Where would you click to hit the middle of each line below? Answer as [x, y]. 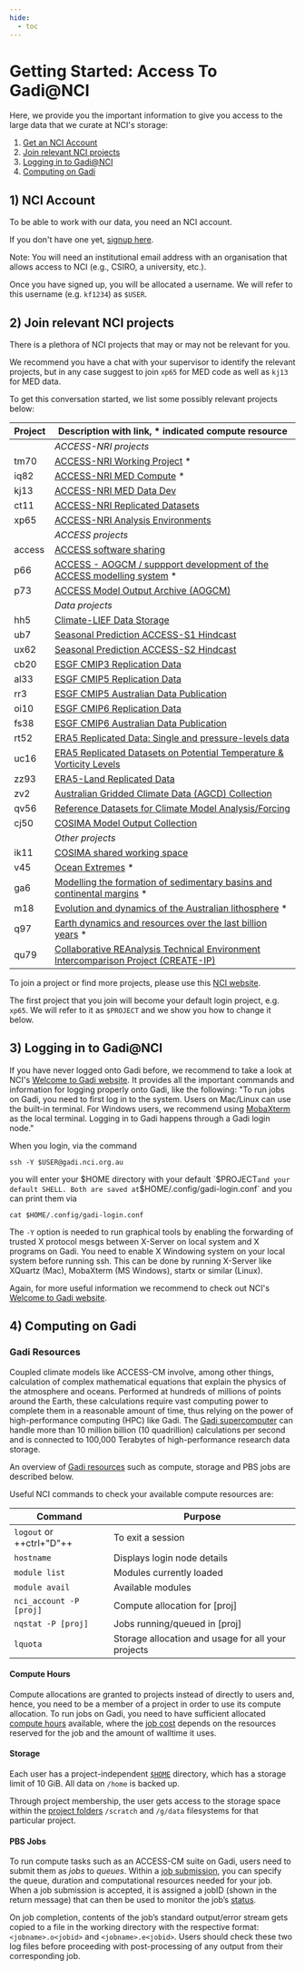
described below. [42, 1476]
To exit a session [149, 1537]
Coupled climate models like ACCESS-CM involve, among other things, [142, 1372]
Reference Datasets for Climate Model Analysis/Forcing [172, 809]
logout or [34, 1532]
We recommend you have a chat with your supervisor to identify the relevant [152, 362]
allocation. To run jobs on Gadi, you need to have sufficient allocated [138, 1713]
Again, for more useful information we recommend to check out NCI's [140, 1288]
